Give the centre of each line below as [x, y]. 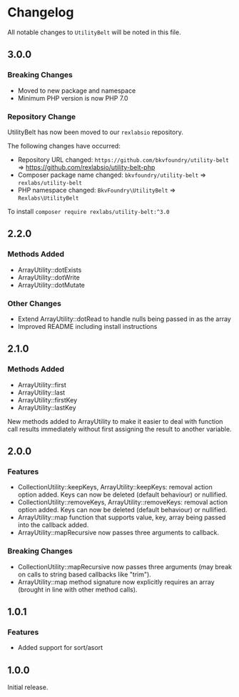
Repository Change [42, 116]
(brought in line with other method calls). [77, 589]
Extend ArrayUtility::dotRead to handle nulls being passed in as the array [124, 319]
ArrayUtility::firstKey [47, 400]
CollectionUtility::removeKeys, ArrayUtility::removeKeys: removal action [123, 502]
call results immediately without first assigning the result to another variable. [119, 429]
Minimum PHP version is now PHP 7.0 [73, 98]
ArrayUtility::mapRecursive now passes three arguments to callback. [118, 533]
